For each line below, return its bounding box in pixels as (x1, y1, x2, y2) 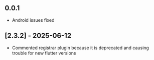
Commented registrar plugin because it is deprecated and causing (12, 45, 149, 51)
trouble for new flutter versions (12, 50, 76, 56)
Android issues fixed (12, 17, 55, 23)
